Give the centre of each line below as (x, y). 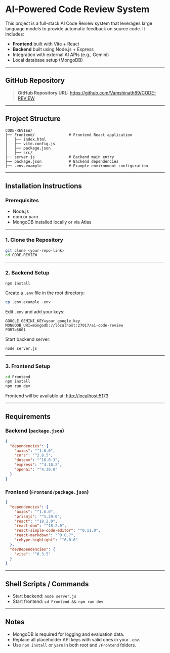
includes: (15, 34)
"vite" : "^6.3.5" (33, 554)
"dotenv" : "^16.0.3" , (37, 460)
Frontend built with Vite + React (46, 43)
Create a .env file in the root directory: (45, 293)
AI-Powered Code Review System (77, 9)
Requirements (28, 416)
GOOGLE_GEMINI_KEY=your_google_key (43, 321)
